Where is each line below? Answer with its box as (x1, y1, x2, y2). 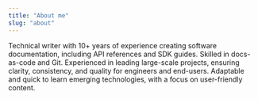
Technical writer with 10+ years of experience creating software (8, 40, 217, 50)
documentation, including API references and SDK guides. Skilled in (8, 49, 230, 59)
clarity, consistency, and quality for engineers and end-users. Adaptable (8, 66, 245, 75)
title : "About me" (8, 11, 69, 20)
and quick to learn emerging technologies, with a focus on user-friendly (8, 74, 243, 84)
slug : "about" (8, 19, 56, 27)
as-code (8, 57, 36, 67)
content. (8, 82, 36, 92)
